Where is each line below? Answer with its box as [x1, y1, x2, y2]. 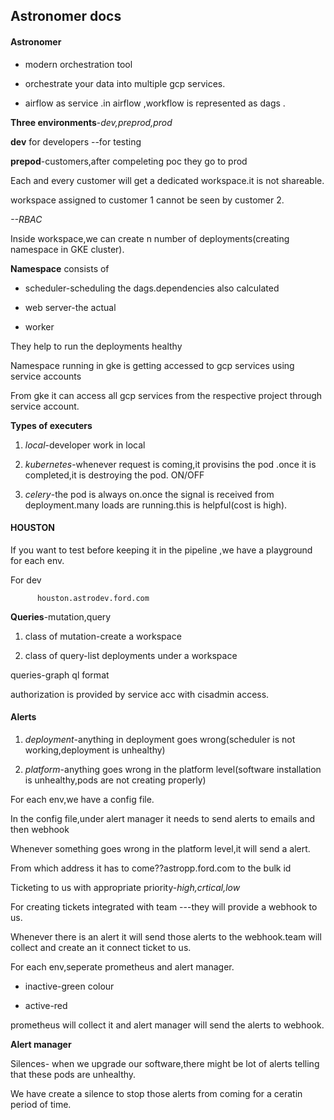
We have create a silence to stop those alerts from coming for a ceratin [10, 1088, 303, 1099]
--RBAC [10, 213, 43, 225]
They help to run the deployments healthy [10, 340, 183, 352]
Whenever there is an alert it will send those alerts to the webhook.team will [10, 931, 322, 943]
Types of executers [10, 419, 93, 431]
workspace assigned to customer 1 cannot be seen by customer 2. [10, 194, 285, 206]
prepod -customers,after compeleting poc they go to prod [10, 155, 248, 167]
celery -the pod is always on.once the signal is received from [24, 488, 275, 500]
